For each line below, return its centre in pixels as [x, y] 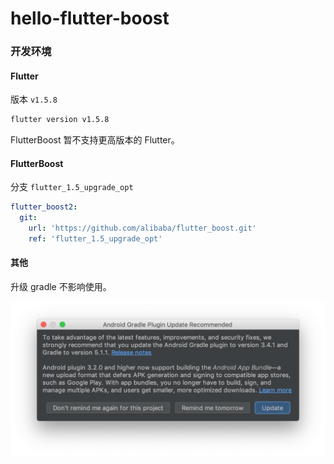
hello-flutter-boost [90, 18]
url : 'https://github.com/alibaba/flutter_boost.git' [142, 228]
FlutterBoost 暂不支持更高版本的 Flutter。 [95, 140]
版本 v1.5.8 [34, 99]
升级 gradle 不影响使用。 [61, 287]
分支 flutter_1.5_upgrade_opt [72, 187]
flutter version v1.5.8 [60, 120]
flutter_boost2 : [44, 207]
